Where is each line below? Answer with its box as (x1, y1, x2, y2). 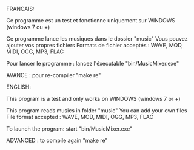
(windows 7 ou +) (6, 24, 50, 30)
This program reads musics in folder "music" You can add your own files (6, 107, 187, 114)
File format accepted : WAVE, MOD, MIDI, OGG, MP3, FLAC (6, 114, 153, 120)
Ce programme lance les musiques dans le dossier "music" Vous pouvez (6, 35, 188, 42)
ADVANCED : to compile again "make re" (6, 137, 108, 144)
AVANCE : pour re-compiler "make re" (6, 72, 101, 78)
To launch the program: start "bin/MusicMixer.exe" (6, 125, 133, 132)
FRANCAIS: (6, 5, 35, 12)
